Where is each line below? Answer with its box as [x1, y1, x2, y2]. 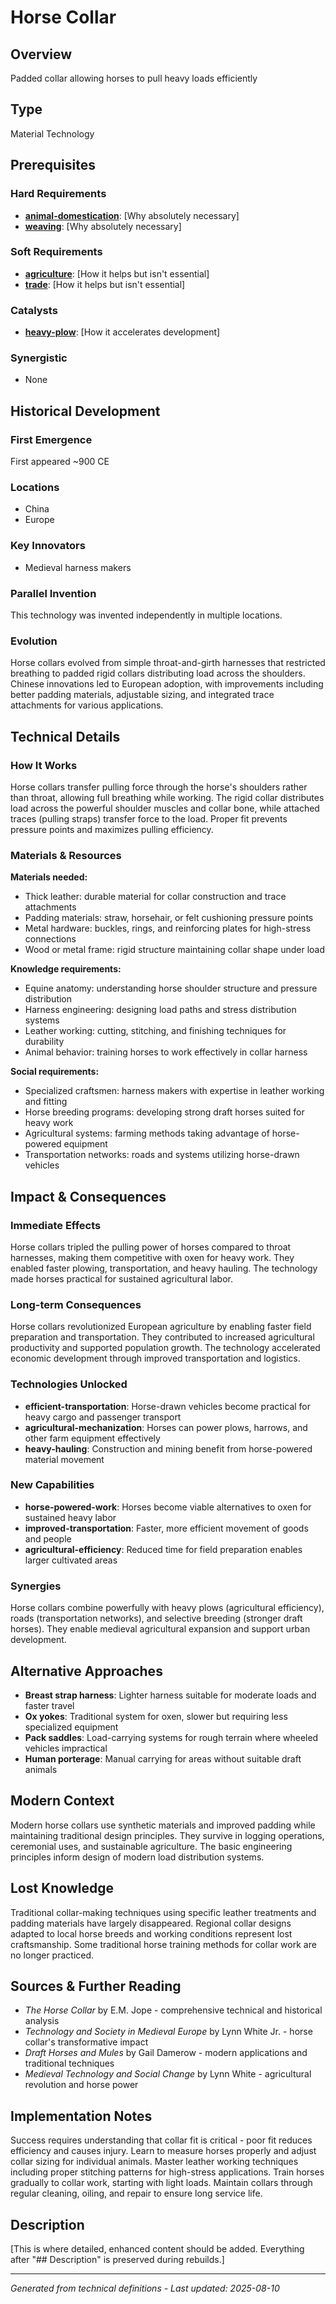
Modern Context [10, 1792, 115, 1810]
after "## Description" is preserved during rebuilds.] [10, 2254, 225, 2265]
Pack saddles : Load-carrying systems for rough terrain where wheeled [24, 1731, 319, 1743]
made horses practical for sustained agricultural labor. [10, 1272, 233, 1285]
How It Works [10, 758, 78, 772]
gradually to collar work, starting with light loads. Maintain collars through [10, 2177, 313, 2189]
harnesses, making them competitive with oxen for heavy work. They [10, 1251, 295, 1263]
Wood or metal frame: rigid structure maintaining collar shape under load [24, 944, 325, 956]
